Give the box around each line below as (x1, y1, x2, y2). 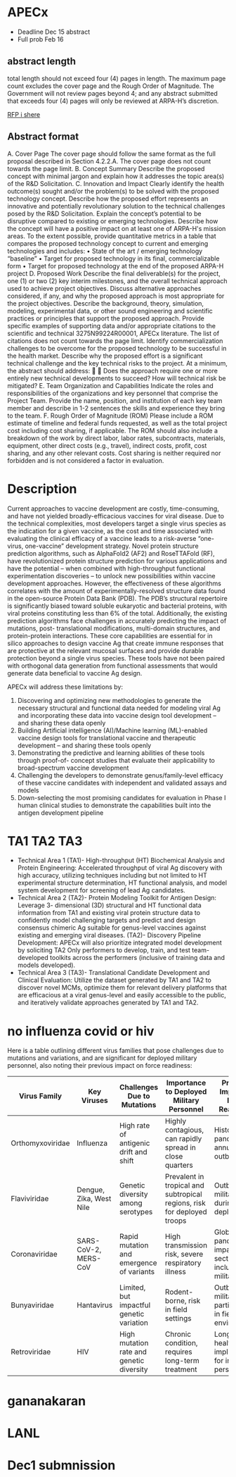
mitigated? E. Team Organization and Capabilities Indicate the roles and (7, 381, 214, 389)
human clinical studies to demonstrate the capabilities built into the (17, 801, 211, 809)
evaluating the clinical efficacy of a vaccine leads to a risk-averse (7, 534, 197, 542)
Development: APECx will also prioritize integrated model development (17, 938, 223, 947)
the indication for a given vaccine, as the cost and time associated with (7, 526, 213, 535)
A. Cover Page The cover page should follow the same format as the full (7, 149, 216, 158)
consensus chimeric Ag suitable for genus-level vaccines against (17, 923, 206, 932)
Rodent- (164, 1287, 194, 1297)
